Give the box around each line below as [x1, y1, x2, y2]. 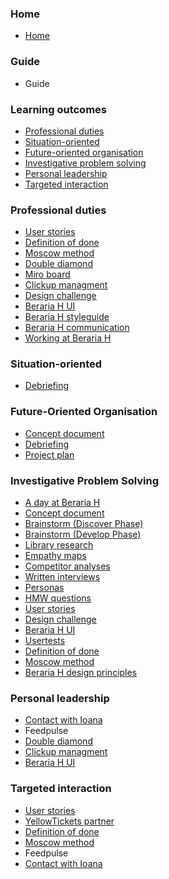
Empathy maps [24, 550, 87, 562]
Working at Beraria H [24, 332, 112, 344]
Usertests [24, 635, 66, 647]
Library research [24, 539, 94, 551]
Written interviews [24, 571, 101, 583]
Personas [24, 582, 65, 594]
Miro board [24, 268, 71, 281]
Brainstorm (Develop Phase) [24, 528, 142, 541]
